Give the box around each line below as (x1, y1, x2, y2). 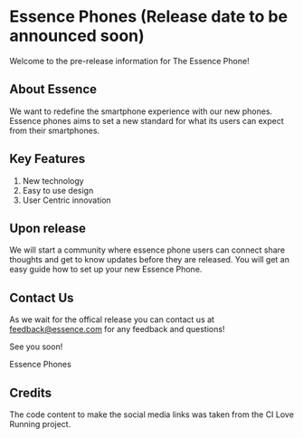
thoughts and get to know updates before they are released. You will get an (9, 254, 289, 265)
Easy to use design (22, 185, 94, 195)
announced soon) (9, 25, 145, 46)
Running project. (9, 419, 71, 429)
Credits (9, 385, 52, 400)
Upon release (9, 220, 86, 236)
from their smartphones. (9, 125, 100, 136)
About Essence (9, 81, 98, 97)
